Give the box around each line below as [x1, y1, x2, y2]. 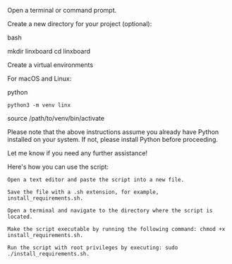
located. [7, 213, 33, 220]
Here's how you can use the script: [7, 162, 109, 171]
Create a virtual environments [7, 61, 94, 69]
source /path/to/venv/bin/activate [7, 114, 104, 122]
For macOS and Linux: [7, 74, 72, 83]
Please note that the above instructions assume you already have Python [7, 128, 219, 136]
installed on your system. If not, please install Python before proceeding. [7, 136, 219, 143]
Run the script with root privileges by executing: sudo [7, 244, 178, 251]
